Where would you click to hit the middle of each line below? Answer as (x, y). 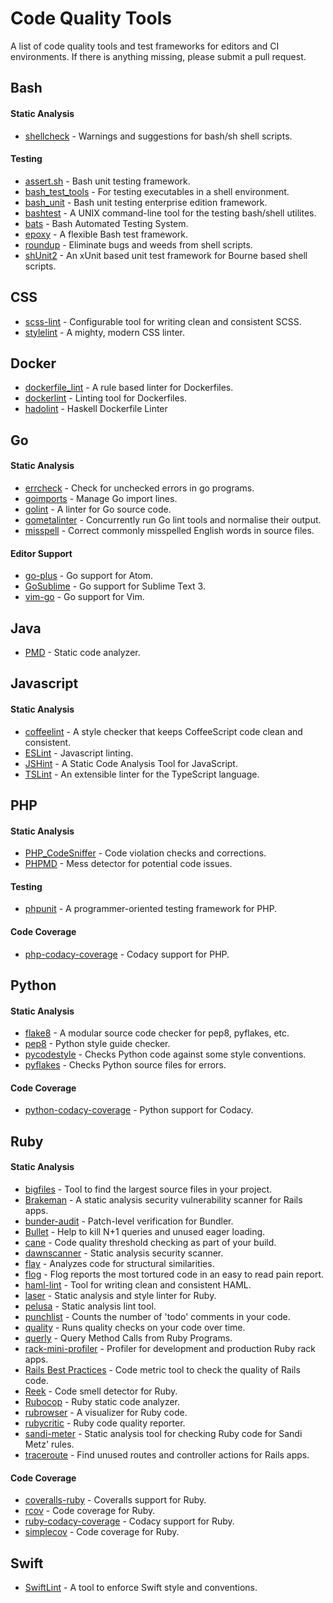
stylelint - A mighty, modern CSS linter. (104, 332)
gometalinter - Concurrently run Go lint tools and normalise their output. (173, 519)
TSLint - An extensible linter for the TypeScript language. (142, 774)
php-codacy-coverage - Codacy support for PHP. (127, 954)
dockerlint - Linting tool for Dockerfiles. (106, 398)
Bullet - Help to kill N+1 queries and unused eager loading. (145, 1231)
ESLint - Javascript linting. (79, 753)
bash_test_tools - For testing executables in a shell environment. (157, 191)
